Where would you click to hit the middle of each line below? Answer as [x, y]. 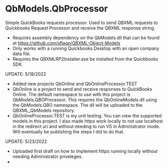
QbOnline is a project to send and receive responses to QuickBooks [82, 89]
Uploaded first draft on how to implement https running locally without [85, 151]
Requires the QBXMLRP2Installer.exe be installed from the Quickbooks [85, 59]
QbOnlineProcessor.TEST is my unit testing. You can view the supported [87, 115]
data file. [22, 54]
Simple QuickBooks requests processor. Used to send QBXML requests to [81, 23]
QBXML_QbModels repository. [44, 110]
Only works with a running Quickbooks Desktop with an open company [86, 48]
